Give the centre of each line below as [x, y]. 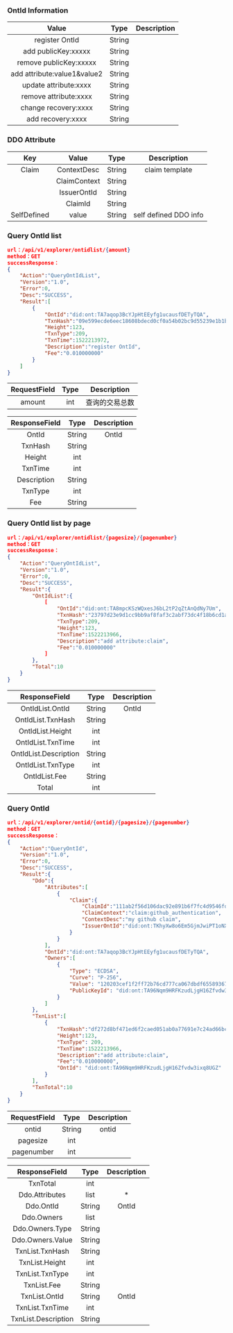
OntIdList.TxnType [45, 765]
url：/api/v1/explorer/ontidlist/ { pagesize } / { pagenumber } [92, 538]
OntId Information [38, 10]
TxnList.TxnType [42, 1273]
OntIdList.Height [45, 731]
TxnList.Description [42, 1318]
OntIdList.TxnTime [45, 742]
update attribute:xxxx [57, 85]
